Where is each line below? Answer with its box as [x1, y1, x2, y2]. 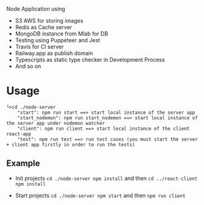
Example [6, 158, 40, 169]
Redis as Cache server [15, 24, 72, 31]
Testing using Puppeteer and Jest [15, 37, 101, 43]
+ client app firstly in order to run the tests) [6, 141, 136, 147]
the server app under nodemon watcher [6, 120, 105, 126]
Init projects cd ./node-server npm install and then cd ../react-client [15, 174, 198, 182]
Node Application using [6, 6, 65, 12]
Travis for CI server [15, 43, 64, 50]
